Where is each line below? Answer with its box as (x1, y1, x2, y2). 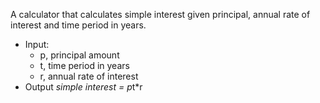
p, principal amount (39, 49, 120, 61)
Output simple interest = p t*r (24, 81, 143, 93)
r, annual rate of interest (39, 70, 139, 82)
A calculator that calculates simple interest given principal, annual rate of (10, 9, 311, 20)
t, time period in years (39, 60, 130, 71)
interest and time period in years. (10, 19, 147, 31)
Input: (24, 39, 50, 50)
